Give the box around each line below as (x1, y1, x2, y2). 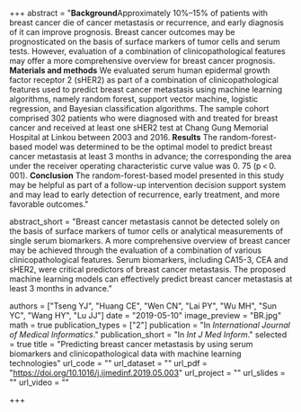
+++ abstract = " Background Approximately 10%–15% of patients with (9, 8, 268, 18)
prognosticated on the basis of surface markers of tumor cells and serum (9, 36, 280, 47)
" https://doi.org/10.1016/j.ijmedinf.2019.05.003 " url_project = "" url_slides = (9, 368, 286, 378)
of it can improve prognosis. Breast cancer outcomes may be (9, 27, 235, 37)
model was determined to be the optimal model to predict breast (34, 141, 272, 152)
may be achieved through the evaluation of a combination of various (9, 245, 262, 255)
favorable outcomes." (9, 199, 89, 210)
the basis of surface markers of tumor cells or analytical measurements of (9, 226, 284, 237)
